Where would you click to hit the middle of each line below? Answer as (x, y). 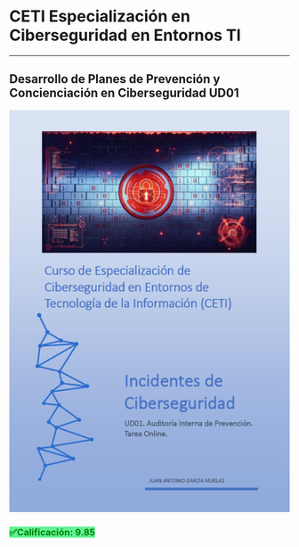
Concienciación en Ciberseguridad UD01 (124, 93)
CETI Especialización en (100, 17)
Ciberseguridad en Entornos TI (125, 35)
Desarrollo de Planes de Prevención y (115, 79)
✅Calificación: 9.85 (53, 532)
